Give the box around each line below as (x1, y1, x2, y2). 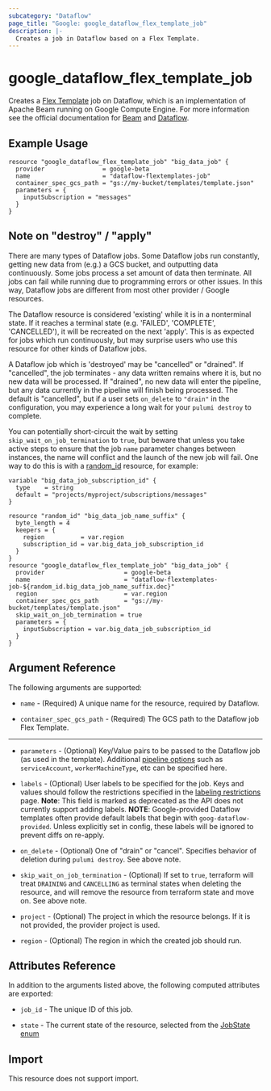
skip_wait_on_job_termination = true (15, 611, 143, 619)
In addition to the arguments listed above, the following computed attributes (8, 980, 261, 990)
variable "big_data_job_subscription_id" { (8, 476, 157, 485)
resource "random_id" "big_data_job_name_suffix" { (8, 512, 186, 520)
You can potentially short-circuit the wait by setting (8, 426, 178, 436)
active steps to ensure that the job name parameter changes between (8, 444, 236, 453)
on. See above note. (19, 895, 87, 905)
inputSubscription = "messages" (23, 193, 131, 201)
